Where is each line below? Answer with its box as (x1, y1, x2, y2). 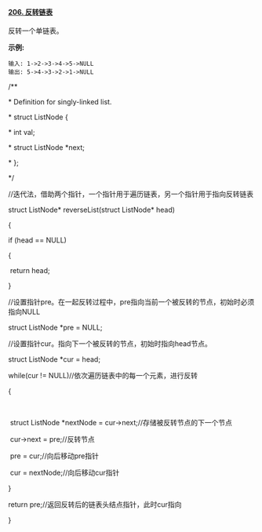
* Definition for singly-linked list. (8, 97, 112, 107)
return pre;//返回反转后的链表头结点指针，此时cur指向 (8, 500, 182, 509)
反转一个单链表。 (8, 26, 64, 35)
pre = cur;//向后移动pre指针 (9, 451, 100, 461)
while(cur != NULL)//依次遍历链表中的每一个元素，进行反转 (8, 371, 198, 381)
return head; (9, 266, 50, 275)
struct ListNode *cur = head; (8, 355, 100, 364)
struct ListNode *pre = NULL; (8, 322, 103, 333)
